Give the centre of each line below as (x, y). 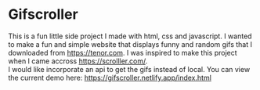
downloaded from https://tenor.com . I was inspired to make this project (123, 52)
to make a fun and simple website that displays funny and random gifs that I (130, 44)
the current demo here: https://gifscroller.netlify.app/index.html (110, 77)
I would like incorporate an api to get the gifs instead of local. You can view (129, 69)
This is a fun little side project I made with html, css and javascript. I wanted (130, 36)
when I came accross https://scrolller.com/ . (78, 61)
